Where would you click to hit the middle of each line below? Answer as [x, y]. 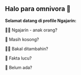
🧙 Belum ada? [19, 67]
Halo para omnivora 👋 [38, 9]
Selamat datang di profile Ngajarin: [41, 20]
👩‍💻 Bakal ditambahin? [27, 48]
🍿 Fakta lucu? [19, 58]
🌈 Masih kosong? [22, 39]
